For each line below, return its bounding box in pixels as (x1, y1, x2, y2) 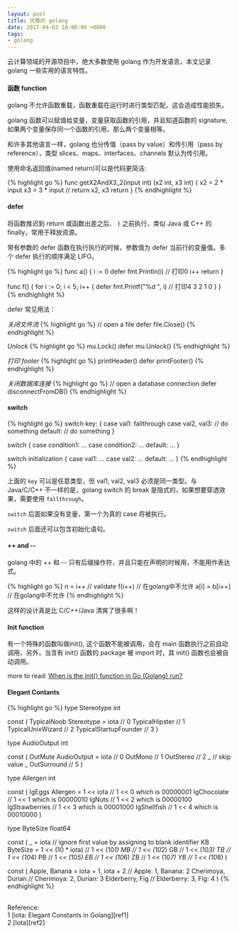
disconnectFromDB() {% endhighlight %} (7, 387, 128, 396)
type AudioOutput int (7, 739, 69, 747)
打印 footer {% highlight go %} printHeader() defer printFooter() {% (7, 357, 204, 365)
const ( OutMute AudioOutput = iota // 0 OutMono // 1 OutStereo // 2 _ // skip (7, 752, 231, 761)
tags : (7, 30, 23, 38)
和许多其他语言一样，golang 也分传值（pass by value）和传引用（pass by (7, 140, 223, 149)
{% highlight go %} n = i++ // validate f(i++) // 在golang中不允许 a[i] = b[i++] (7, 581, 231, 591)
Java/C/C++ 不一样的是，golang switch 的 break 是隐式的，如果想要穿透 (7, 485, 220, 494)
